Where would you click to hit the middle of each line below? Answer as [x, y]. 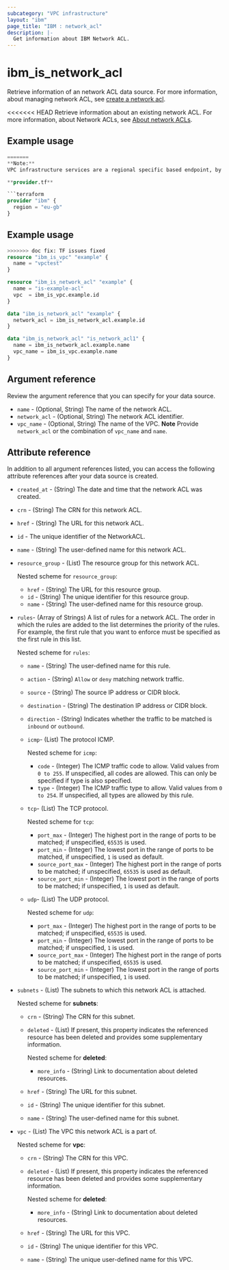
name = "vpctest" [38, 264]
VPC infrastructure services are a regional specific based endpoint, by [114, 170]
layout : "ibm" [27, 20]
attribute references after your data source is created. [83, 476]
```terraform [26, 195]
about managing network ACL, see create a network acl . [86, 99]
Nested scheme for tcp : [60, 822]
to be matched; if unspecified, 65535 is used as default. [115, 872]
